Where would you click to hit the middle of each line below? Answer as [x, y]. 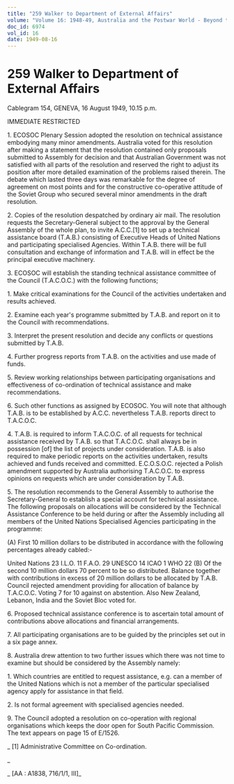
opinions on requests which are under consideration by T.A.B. [96, 478]
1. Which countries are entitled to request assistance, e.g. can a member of [115, 677]
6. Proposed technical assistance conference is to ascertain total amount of [116, 614]
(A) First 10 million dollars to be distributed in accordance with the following [115, 542]
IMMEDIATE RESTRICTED [44, 122]
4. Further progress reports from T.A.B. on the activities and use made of [112, 356]
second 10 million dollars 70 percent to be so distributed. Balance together [114, 571]
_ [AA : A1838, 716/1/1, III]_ [44, 774]
